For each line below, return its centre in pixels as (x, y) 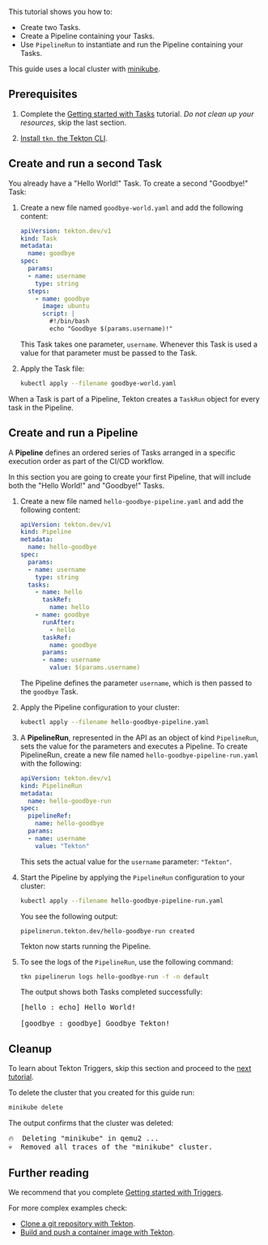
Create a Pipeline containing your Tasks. (87, 36)
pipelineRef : (50, 816)
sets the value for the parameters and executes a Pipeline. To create (134, 746)
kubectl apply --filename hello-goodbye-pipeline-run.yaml (122, 901)
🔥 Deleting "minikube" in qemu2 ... (84, 1138)
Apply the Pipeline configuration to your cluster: (100, 707)
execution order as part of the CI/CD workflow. (86, 461)
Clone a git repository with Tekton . (78, 1223)
